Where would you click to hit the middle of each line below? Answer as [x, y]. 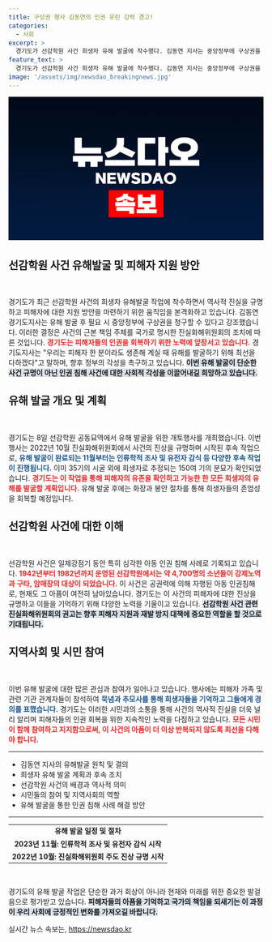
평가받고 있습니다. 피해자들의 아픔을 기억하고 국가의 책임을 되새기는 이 [139, 902]
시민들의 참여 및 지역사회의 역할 [70, 794]
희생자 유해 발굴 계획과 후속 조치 [71, 774]
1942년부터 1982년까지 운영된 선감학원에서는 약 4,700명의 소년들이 [126, 573]
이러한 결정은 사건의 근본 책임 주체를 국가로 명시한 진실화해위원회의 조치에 [136, 332]
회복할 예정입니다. [45, 498]
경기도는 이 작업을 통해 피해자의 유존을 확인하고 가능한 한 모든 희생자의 [142, 477]
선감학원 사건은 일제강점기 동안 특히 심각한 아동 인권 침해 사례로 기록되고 [123, 563]
